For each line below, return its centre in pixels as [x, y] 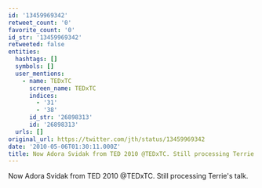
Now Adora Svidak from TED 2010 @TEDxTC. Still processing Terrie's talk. [128, 176]
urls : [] [29, 132]
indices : [43, 96]
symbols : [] [35, 67]
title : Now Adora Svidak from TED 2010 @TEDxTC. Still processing [119, 154]
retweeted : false [36, 45]
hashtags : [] [36, 60]
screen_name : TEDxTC [62, 88]
